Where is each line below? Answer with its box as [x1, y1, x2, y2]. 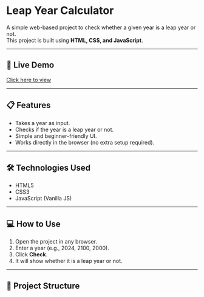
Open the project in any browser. [15, 238, 97, 245]
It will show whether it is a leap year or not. [15, 258, 123, 265]
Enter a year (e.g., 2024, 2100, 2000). [15, 244, 109, 252]
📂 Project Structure [6, 281, 80, 291]
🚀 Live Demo [6, 60, 55, 70]
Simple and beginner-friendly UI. [15, 132, 97, 140]
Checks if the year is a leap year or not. [15, 126, 114, 133]
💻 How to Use [6, 219, 61, 229]
